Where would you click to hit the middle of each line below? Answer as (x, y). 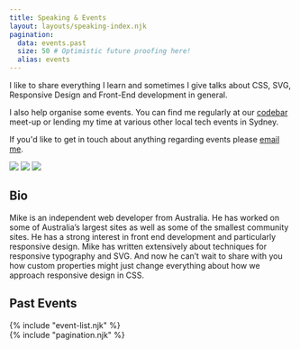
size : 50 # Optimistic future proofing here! (105, 51)
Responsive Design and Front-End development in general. (118, 95)
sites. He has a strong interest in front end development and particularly (143, 236)
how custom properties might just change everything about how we (135, 265)
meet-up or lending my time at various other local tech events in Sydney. (144, 122)
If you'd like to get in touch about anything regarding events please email (145, 139)
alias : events (44, 60)
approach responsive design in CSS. (77, 275)
